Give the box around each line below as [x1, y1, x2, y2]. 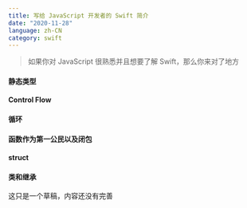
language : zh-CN [8, 26, 62, 34]
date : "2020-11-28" [8, 19, 73, 27]
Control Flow [8, 95, 52, 104]
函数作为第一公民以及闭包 [8, 134, 92, 143]
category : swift [8, 33, 62, 42]
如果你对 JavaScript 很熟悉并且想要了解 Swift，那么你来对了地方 [27, 57, 239, 66]
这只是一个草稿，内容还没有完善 [8, 191, 113, 201]
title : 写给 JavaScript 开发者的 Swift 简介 [8, 11, 149, 20]
